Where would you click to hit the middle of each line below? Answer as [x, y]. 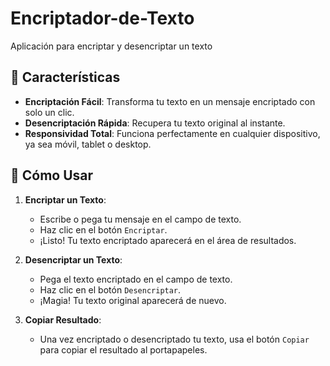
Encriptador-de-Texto [102, 18]
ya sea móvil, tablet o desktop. [88, 144]
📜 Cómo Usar [52, 175]
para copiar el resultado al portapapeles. [123, 349]
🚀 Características [65, 77]
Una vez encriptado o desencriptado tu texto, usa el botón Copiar [174, 339]
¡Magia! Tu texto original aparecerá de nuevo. [133, 300]
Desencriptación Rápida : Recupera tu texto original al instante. [155, 123]
